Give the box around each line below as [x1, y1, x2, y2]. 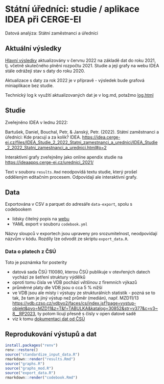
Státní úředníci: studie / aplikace [5, 3, 140, 15]
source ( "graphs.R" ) [5, 361, 45, 366]
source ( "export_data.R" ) [5, 370, 56, 375]
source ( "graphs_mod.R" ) [5, 366, 54, 371]
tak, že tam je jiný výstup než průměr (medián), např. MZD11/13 [12, 295, 139, 301]
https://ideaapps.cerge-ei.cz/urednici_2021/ [5, 159, 94, 165]
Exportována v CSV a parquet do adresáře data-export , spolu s [5, 201, 133, 207]
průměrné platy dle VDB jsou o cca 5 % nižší [12, 284, 103, 290]
